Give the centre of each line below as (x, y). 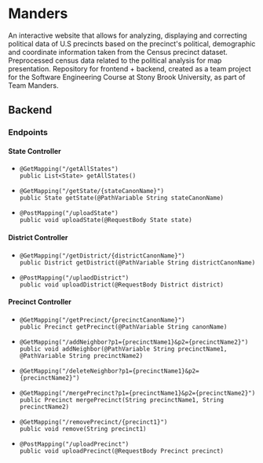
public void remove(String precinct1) (83, 428)
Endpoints (28, 133)
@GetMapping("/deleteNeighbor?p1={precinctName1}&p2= (109, 371)
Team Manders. (33, 85)
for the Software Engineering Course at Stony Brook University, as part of (127, 77)
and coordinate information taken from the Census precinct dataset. (118, 52)
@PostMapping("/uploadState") (69, 213)
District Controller (38, 238)
